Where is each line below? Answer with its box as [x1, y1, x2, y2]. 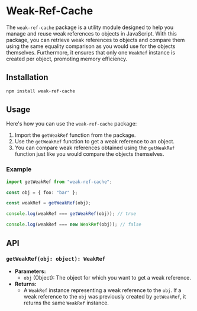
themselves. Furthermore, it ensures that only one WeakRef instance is [6, 49, 176, 56]
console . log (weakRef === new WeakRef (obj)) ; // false [6, 222, 142, 227]
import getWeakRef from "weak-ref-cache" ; [6, 179, 112, 185]
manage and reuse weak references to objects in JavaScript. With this [6, 30, 177, 37]
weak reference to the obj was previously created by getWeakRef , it [23, 293, 186, 300]
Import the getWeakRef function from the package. [14, 132, 136, 139]
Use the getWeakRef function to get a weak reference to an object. [14, 138, 175, 145]
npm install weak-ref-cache [6, 88, 76, 94]
